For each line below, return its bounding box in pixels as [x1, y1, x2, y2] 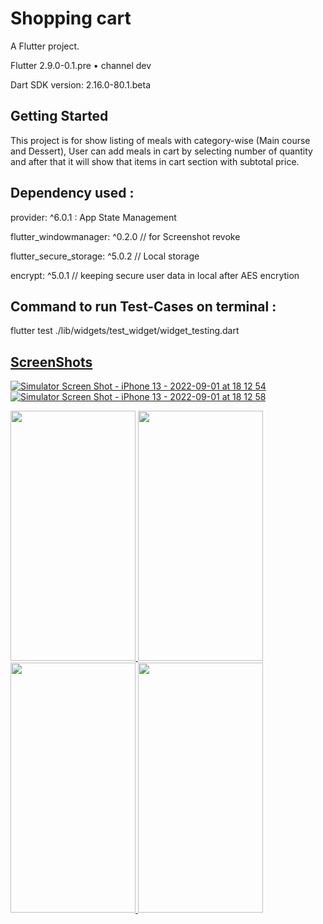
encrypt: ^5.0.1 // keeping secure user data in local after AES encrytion [10, 269, 300, 281]
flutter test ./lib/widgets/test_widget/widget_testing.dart [10, 325, 240, 337]
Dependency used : [10, 185, 135, 202]
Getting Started [10, 108, 109, 125]
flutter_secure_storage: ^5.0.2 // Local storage [10, 250, 200, 262]
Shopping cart [10, 7, 132, 30]
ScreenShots [10, 353, 93, 371]
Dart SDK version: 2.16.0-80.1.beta [10, 78, 151, 91]
